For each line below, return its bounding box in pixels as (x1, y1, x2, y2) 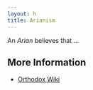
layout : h (7, 10, 37, 18)
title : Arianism (7, 17, 55, 24)
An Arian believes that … (7, 36, 80, 44)
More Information (7, 56, 87, 68)
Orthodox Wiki (17, 75, 60, 84)
